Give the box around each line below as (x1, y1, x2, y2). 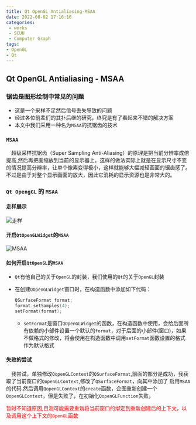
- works (8, 25, 27, 31)
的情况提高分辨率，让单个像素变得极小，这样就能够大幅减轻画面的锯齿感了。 (6, 164, 191, 171)
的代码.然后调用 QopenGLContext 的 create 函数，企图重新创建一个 (6, 385, 158, 392)
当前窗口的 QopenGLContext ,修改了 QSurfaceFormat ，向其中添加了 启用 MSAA (16, 378, 191, 385)
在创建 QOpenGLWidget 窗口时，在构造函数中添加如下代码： (14, 285, 152, 293)
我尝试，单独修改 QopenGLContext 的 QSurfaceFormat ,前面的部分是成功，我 (11, 370, 184, 377)
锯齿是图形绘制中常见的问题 (6, 92, 84, 100)
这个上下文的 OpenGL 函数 (21, 412, 78, 419)
